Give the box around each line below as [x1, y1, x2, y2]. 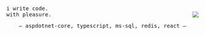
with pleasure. [6, 11, 52, 17]
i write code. [6, 5, 49, 11]
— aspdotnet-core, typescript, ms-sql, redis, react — [18, 22, 187, 29]
